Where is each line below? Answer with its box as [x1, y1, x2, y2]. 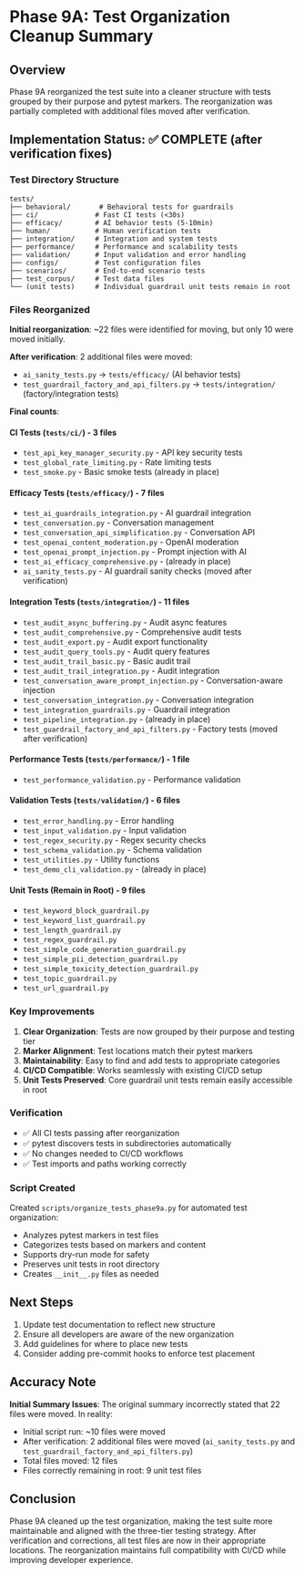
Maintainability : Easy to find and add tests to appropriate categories [22, 1055, 280, 1066]
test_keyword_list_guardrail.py [22, 916, 146, 926]
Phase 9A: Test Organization [9, 6, 230, 27]
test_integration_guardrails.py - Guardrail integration [22, 704, 230, 715]
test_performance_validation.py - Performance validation [22, 773, 241, 785]
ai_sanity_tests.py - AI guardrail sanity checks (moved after [22, 565, 252, 576]
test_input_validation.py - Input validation [22, 825, 187, 835]
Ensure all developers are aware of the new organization [22, 1329, 235, 1340]
